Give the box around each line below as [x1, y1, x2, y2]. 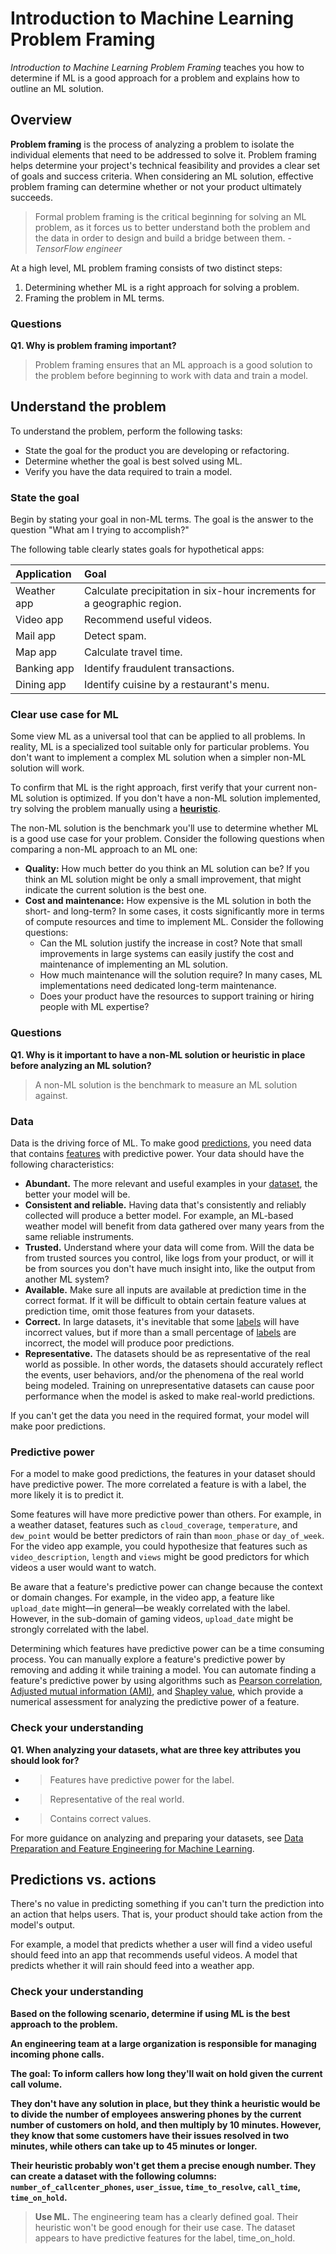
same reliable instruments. [24, 1231, 135, 1243]
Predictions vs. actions [10, 1872, 157, 1889]
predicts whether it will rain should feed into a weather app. [10, 1960, 255, 1972]
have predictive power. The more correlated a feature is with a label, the [10, 1478, 307, 1491]
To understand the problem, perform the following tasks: [10, 425, 243, 437]
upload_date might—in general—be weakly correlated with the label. [10, 1602, 291, 1614]
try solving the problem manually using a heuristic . [10, 803, 221, 815]
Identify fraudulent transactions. [83, 662, 235, 676]
